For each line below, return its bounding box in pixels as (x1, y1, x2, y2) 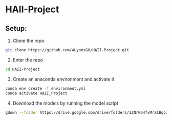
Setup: (5, 24, 27, 33)
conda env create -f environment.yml (5, 86, 86, 91)
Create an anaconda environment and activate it (12, 76, 114, 82)
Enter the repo (12, 56, 44, 63)
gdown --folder (5, 110, 38, 115)
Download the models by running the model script (12, 100, 119, 106)
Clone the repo (12, 37, 45, 44)
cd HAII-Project (5, 67, 40, 72)
